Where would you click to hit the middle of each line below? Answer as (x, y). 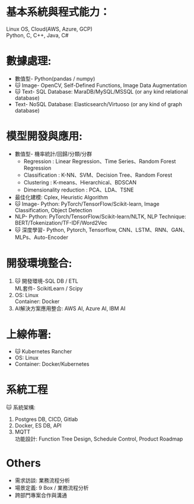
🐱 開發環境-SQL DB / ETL (46, 281)
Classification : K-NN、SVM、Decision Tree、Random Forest (98, 175)
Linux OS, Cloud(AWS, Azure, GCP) (50, 29)
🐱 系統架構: (21, 407)
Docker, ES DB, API (38, 425)
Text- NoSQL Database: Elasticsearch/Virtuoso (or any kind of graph (98, 104)
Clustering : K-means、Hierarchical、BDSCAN (80, 182)
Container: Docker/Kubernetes (52, 364)
